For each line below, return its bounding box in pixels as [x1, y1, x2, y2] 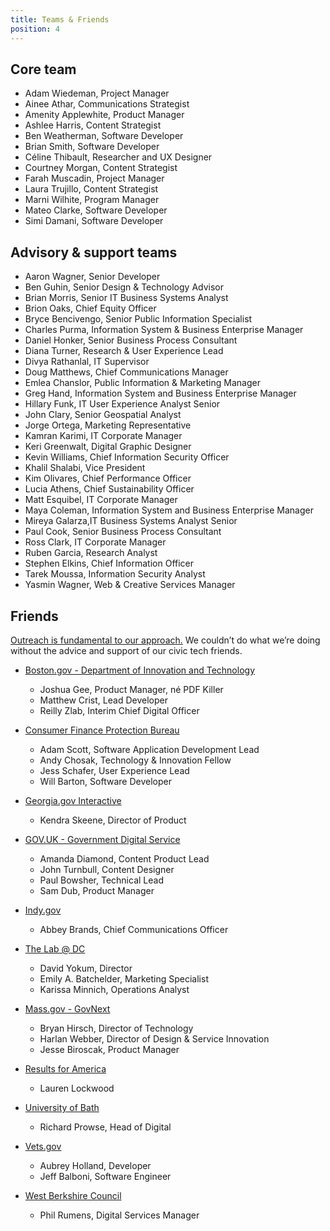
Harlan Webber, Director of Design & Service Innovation [39, 1032, 270, 1045]
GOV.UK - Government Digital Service [24, 833, 181, 845]
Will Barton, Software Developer [39, 775, 172, 787]
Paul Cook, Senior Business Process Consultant [24, 526, 222, 538]
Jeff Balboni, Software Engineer [39, 1170, 172, 1182]
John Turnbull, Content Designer [39, 863, 175, 875]
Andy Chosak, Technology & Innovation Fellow [39, 754, 232, 766]
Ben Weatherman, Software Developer [24, 130, 184, 142]
